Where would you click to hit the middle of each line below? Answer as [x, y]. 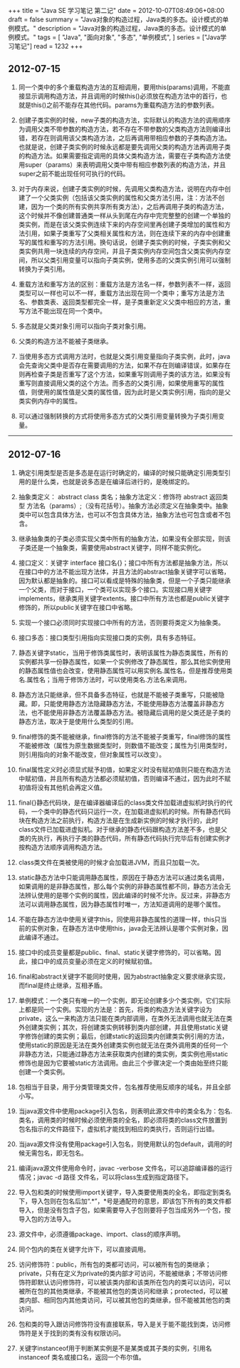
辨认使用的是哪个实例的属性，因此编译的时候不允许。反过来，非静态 [125, 895]
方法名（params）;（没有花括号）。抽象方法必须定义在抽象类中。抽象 [127, 506]
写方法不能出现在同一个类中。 [62, 311]
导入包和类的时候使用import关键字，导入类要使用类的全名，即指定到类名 [125, 1192]
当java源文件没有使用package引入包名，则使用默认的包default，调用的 [122, 1144]
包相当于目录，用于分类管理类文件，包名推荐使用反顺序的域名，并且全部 [124, 1087]
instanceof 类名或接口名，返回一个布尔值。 [82, 1357]
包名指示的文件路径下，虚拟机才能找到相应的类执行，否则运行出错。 [118, 1128]
